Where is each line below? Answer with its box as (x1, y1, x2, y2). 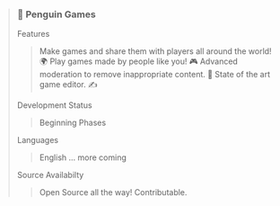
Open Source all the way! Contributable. (39, 187, 188, 198)
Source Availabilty (16, 170, 84, 181)
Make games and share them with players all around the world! (39, 46, 272, 57)
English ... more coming (39, 152, 127, 163)
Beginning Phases (39, 117, 107, 129)
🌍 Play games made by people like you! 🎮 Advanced (39, 56, 239, 67)
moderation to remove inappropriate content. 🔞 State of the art (39, 69, 271, 80)
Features (16, 29, 50, 40)
